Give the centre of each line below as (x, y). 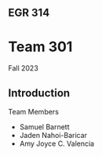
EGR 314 (29, 13)
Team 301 (40, 47)
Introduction (39, 93)
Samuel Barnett (44, 127)
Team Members (33, 112)
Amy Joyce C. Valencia (57, 143)
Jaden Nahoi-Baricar (53, 136)
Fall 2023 (24, 68)
